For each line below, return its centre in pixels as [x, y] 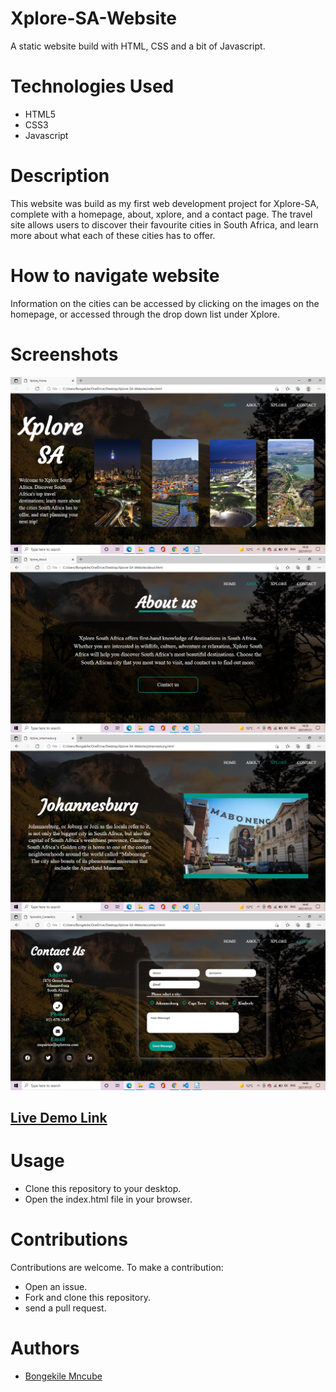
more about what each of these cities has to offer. [113, 235]
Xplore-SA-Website [93, 18]
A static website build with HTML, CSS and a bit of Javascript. [138, 46]
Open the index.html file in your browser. [108, 1199]
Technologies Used [92, 86]
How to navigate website [115, 276]
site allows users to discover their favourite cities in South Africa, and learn [164, 224]
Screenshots [64, 354]
